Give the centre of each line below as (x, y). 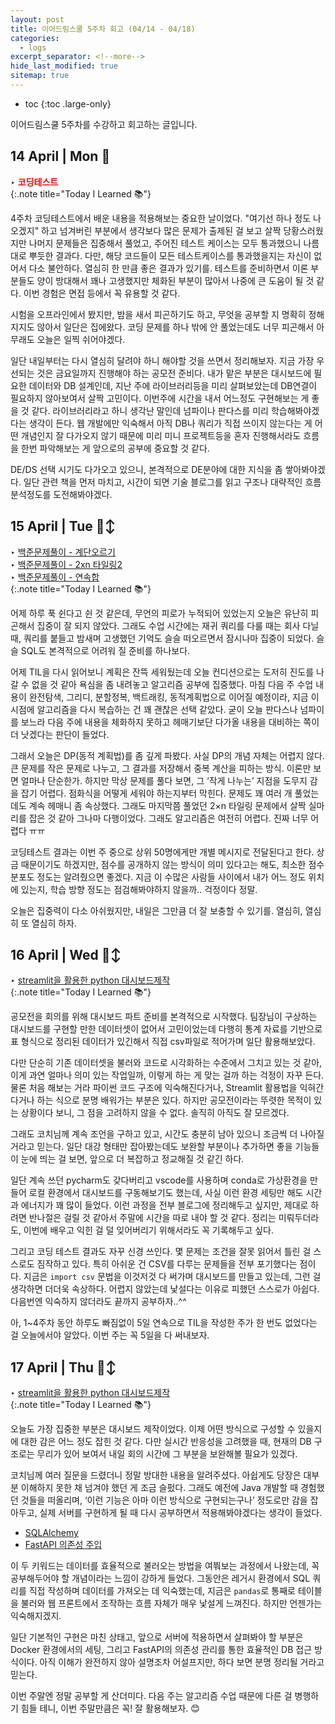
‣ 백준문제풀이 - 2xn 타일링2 (66, 564)
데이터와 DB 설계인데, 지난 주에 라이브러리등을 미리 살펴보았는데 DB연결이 (173, 385)
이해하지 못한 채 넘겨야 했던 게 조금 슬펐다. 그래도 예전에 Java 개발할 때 (159, 1488)
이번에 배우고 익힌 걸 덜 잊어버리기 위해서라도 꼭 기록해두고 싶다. (148, 1230)
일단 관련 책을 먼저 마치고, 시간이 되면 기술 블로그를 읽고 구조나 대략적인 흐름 (172, 482)
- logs (33, 47)
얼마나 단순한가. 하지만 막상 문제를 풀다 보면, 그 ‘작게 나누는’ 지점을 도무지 (164, 780)
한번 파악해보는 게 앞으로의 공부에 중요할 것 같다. (115, 448)
